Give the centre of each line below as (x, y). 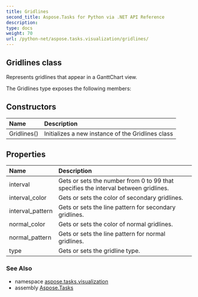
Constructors (31, 107)
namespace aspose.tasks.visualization (62, 281)
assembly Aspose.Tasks (44, 288)
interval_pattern (31, 211)
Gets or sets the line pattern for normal (112, 234)
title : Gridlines (27, 11)
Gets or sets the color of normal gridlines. (115, 225)
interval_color (28, 198)
